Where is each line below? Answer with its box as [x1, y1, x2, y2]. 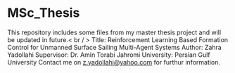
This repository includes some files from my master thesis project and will [7, 28, 222, 36]
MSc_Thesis [7, 5, 80, 21]
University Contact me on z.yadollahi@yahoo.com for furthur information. [7, 58, 220, 66]
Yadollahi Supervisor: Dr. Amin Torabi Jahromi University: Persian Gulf [7, 51, 210, 59]
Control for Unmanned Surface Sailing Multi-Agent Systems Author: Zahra [7, 43, 222, 51]
